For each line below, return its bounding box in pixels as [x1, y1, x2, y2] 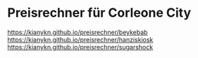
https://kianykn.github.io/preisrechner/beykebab [7, 28, 148, 36]
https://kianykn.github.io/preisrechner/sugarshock [7, 43, 154, 51]
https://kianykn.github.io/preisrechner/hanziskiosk [7, 35, 154, 43]
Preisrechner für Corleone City [7, 5, 192, 21]
